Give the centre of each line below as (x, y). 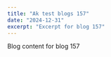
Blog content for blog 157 (44, 47)
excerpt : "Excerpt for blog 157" (56, 26)
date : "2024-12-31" (36, 20)
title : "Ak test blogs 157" (48, 14)
